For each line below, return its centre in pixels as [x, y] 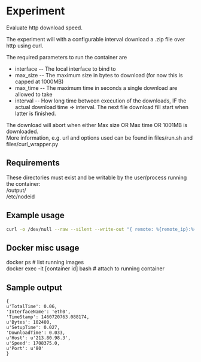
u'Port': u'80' [25, 349]
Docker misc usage [43, 248]
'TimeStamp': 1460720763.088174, [48, 317]
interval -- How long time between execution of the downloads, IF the [100, 101]
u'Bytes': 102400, [29, 322]
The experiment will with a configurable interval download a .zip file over [96, 39]
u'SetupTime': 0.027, [33, 328]
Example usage [35, 215]
